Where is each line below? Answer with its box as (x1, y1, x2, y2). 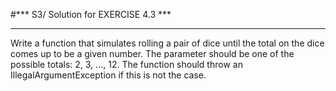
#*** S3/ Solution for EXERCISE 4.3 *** (10, 9, 172, 20)
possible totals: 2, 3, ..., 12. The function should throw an (10, 59, 243, 70)
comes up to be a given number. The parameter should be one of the (10, 48, 295, 59)
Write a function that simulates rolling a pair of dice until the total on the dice (10, 37, 325, 49)
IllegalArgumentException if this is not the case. (10, 69, 207, 81)
